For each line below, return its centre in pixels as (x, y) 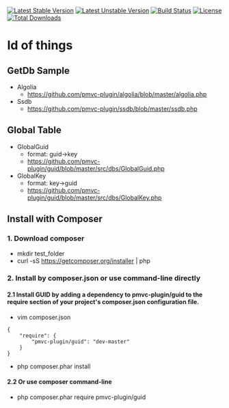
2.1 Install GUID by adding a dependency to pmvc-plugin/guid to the (105, 295)
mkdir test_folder (41, 254)
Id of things (40, 45)
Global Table (34, 130)
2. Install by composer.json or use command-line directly (104, 278)
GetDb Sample (38, 71)
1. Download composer (46, 239)
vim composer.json (44, 317)
